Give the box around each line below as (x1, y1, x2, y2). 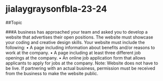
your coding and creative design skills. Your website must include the (5, 39, 145, 45)
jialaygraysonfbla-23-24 (5, 3, 107, 15)
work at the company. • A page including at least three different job (5, 50, 141, 56)
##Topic (5, 20, 22, 25)
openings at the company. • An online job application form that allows (5, 55, 146, 61)
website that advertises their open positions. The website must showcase (5, 34, 153, 40)
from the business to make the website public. (5, 70, 99, 76)
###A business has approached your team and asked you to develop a (5, 29, 148, 35)
